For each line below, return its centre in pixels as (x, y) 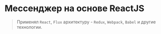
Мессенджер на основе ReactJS (75, 8)
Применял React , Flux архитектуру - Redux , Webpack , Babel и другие (86, 22)
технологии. (29, 27)
